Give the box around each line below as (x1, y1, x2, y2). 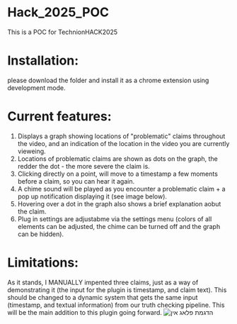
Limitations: (7, 255, 79, 270)
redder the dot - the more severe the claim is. (17, 162, 150, 170)
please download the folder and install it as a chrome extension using (7, 76, 209, 84)
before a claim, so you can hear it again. (17, 177, 135, 185)
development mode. (7, 83, 66, 92)
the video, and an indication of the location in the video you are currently (17, 139, 230, 147)
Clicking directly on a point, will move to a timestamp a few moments (17, 169, 218, 178)
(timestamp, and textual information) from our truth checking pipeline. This (7, 301, 225, 309)
